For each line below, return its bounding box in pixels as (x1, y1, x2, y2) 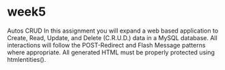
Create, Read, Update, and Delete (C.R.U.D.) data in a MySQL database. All (7, 33, 217, 41)
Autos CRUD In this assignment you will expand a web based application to (7, 27, 219, 35)
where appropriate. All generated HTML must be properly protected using (7, 48, 215, 56)
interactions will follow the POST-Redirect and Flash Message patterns (7, 41, 206, 49)
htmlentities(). (7, 55, 47, 63)
